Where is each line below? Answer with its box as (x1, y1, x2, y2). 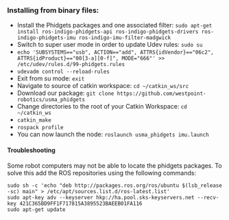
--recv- (197, 194, 219, 201)
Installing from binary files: (7, 5, 99, 15)
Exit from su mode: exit (16, 74, 85, 82)
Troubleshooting (7, 146, 56, 154)
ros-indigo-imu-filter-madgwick (78, 34, 171, 41)
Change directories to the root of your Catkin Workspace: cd (16, 102, 187, 111)
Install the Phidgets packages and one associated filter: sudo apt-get (16, 21, 213, 30)
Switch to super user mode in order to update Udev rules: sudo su (16, 41, 203, 49)
